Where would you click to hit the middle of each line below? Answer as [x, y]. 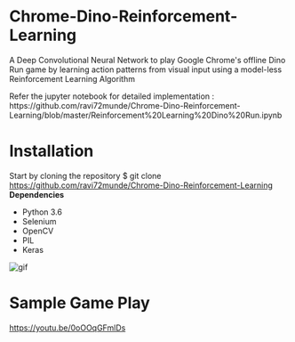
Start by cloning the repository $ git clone [85, 175]
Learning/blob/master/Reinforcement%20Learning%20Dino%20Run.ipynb [146, 115]
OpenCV [38, 231]
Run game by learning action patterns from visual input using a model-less [146, 69]
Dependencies [37, 194]
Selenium [39, 221]
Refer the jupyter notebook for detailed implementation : [112, 96]
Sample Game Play [80, 303]
